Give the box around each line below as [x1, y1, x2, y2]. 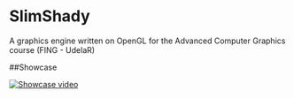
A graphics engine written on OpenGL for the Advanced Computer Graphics [9, 35, 286, 46]
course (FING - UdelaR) [9, 44, 96, 55]
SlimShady [9, 6, 90, 26]
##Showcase [9, 62, 58, 72]
